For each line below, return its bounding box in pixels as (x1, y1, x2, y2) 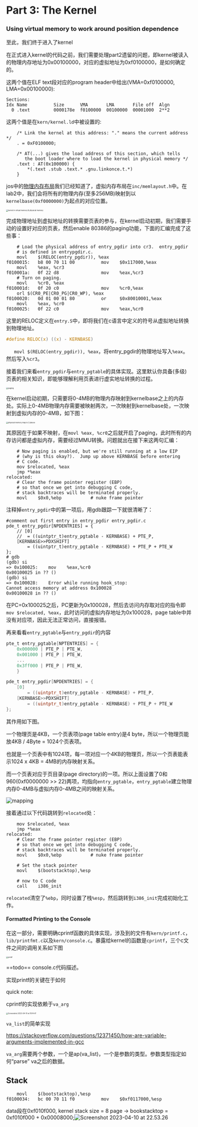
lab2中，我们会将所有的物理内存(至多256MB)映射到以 (6, 190, 136, 197)
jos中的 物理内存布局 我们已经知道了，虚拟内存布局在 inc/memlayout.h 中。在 (6, 183, 187, 190)
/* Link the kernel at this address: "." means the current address (16, 130, 189, 136)
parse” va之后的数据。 (14, 1058, 68, 1065)
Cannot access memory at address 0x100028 (6, 585, 112, 592)
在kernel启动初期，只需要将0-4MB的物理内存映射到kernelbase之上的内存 (6, 395, 184, 402)
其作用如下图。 (6, 718, 42, 725)
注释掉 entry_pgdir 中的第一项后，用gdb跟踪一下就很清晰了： (6, 506, 153, 514)
